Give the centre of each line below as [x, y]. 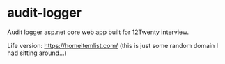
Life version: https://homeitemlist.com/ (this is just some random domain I [113, 45]
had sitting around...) [37, 53]
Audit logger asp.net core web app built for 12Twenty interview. [98, 32]
